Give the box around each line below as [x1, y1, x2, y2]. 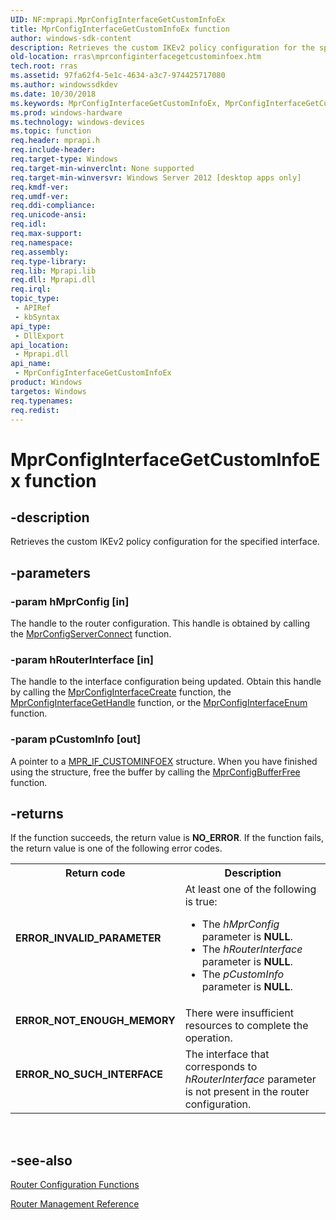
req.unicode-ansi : [10, 210, 87, 220]
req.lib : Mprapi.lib [10, 266, 97, 276]
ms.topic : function [10, 126, 92, 136]
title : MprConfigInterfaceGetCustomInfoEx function [10, 24, 230, 34]
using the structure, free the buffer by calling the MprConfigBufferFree [10, 766, 301, 778]
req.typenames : [10, 396, 74, 406]
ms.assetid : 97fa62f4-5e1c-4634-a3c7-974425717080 [10, 71, 226, 81]
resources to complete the [184, 1019, 309, 1033]
